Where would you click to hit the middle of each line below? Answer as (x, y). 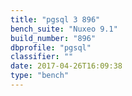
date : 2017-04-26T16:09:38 (66, 66)
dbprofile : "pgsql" (51, 47)
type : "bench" (40, 76)
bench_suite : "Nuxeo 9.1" (64, 29)
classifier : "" (42, 57)
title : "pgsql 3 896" (55, 19)
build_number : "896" (53, 38)
